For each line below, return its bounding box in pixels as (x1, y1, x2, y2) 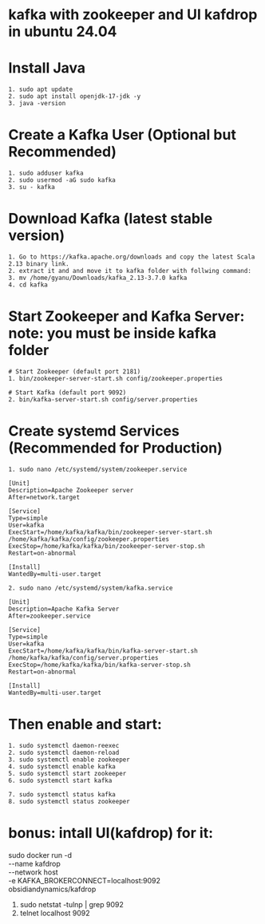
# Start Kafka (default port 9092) (8, 389, 127, 397)
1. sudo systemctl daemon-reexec (8, 741, 120, 749)
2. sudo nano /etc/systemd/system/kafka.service (8, 584, 173, 592)
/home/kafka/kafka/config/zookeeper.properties (8, 535, 170, 543)
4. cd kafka (8, 281, 48, 289)
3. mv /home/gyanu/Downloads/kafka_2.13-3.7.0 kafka (8, 274, 188, 282)
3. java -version (8, 100, 66, 108)
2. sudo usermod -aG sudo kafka (8, 176, 116, 184)
